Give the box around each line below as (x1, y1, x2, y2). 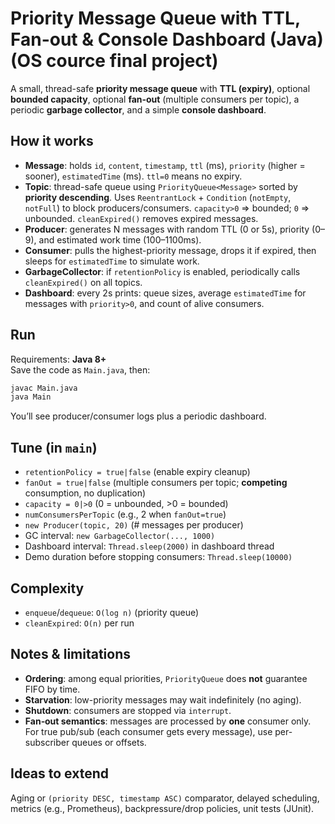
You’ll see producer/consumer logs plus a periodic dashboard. (10, 410, 267, 422)
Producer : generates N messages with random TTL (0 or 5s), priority (24, 223, 310, 235)
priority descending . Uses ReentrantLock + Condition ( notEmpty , (24, 191, 292, 203)
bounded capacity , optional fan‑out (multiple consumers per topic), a (10, 93, 300, 105)
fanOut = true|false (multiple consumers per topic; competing (24, 477, 288, 489)
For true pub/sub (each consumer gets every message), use (24, 725, 273, 737)
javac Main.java (10, 383, 78, 393)
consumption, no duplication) (24, 487, 147, 499)
